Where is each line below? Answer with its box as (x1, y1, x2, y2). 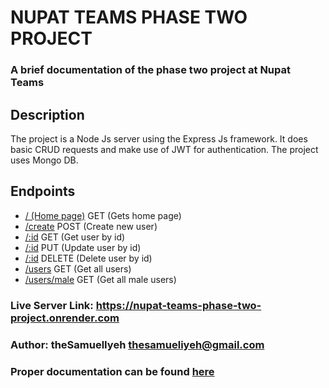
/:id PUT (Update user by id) (24, 241, 142, 253)
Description (10, 106, 85, 123)
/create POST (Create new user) (24, 220, 158, 232)
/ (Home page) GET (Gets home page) (24, 209, 182, 221)
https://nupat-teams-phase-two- (95, 298, 262, 312)
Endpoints (10, 183, 76, 200)
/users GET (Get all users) (24, 262, 132, 275)
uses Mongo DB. (10, 154, 79, 166)
